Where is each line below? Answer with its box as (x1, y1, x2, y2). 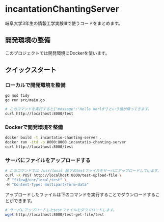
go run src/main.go (5, 98, 45, 103)
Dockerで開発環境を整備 (5, 124, 63, 131)
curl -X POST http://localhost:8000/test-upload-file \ (5, 173, 122, 178)
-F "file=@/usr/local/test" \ (5, 177, 67, 182)
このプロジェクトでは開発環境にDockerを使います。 (5, 50, 109, 56)
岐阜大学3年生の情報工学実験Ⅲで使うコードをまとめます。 (5, 20, 123, 26)
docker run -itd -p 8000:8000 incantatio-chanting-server (5, 140, 126, 145)
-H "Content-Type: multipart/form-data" (5, 182, 89, 187)
